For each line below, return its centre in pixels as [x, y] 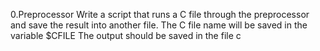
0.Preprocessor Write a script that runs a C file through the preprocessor [160, 14]
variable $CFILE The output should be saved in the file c [126, 35]
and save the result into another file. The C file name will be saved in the [159, 25]
